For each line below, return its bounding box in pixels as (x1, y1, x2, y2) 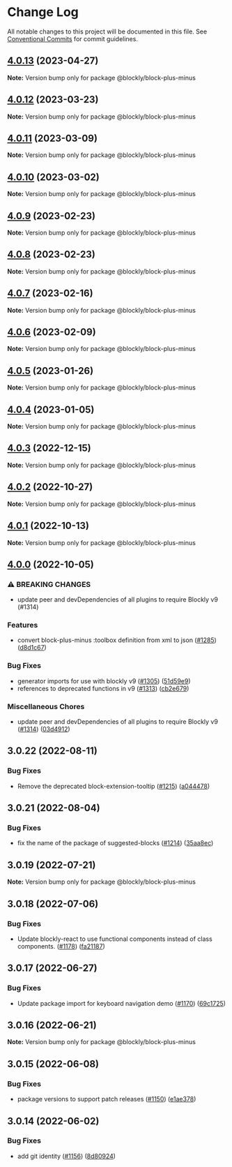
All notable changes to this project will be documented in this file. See (7, 27, 208, 36)
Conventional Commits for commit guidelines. (7, 34, 138, 43)
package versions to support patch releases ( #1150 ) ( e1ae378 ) (17, 1095, 196, 1103)
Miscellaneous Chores (7, 701, 85, 711)
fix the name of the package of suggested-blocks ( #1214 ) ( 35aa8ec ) (17, 839, 214, 847)
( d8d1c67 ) (17, 644, 47, 652)
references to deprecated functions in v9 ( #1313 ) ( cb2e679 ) (17, 684, 190, 692)
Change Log (7, 4, 79, 20)
